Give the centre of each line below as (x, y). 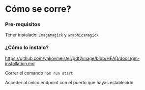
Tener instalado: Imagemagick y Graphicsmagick (52, 35)
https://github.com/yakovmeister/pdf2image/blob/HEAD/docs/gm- (72, 58)
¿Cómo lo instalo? (27, 47)
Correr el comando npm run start (39, 73)
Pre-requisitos (23, 24)
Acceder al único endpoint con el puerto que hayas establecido (69, 82)
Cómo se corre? (38, 9)
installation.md (20, 63)
